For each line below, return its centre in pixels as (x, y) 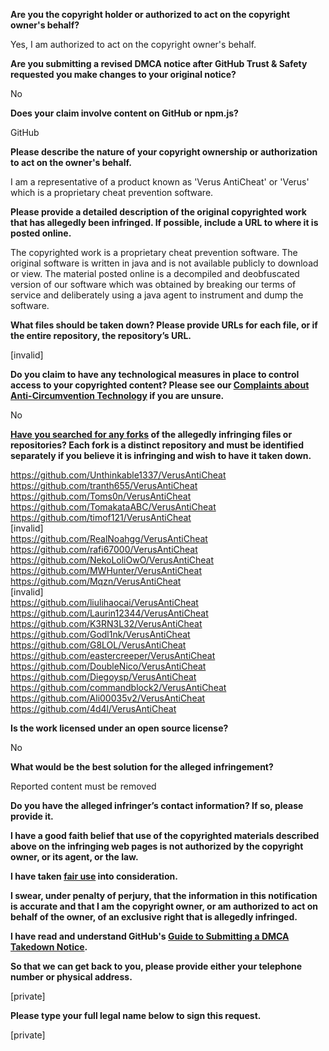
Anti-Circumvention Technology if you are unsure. (117, 395)
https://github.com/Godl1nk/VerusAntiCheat (100, 634)
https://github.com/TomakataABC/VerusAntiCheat (113, 507)
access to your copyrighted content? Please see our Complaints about (160, 385)
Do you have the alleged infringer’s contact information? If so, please (157, 805)
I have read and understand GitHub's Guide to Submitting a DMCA (150, 936)
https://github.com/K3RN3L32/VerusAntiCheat (106, 623)
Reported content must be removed (83, 786)
